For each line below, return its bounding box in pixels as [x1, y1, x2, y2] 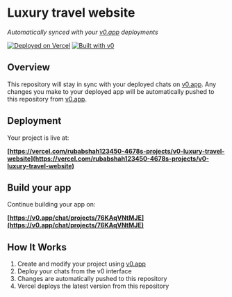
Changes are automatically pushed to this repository [17, 275, 167, 283]
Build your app [7, 182, 72, 193]
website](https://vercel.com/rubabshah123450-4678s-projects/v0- [7, 154, 210, 163]
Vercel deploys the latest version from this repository [17, 282, 169, 290]
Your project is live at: [7, 134, 69, 142]
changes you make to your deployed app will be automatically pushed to [7, 87, 215, 95]
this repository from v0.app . [7, 95, 87, 103]
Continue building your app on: [7, 200, 96, 209]
